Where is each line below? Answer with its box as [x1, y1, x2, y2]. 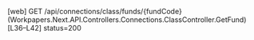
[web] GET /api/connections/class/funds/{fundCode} [7, 7, 183, 16]
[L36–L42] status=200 [7, 24, 81, 32]
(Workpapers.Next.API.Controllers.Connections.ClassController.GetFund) [7, 15, 247, 24]
